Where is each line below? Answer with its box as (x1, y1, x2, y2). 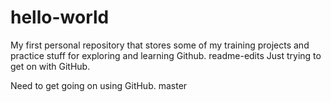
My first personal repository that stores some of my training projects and (10, 39, 310, 51)
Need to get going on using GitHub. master (10, 79, 188, 91)
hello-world (10, 6, 110, 29)
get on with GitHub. (10, 60, 91, 72)
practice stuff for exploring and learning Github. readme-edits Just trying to (10, 49, 322, 61)
